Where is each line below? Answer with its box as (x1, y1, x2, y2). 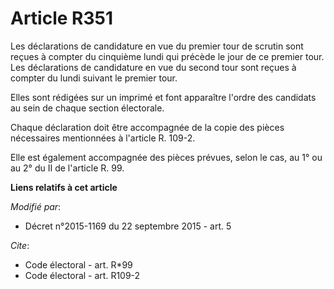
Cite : (10, 239, 30, 251)
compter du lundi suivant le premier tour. (10, 72, 178, 84)
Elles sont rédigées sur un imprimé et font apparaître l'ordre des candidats (10, 91, 317, 103)
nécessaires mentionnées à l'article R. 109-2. (10, 132, 196, 144)
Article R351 (10, 7, 114, 30)
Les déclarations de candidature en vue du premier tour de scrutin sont (10, 40, 304, 52)
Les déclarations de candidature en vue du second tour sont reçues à (10, 61, 297, 73)
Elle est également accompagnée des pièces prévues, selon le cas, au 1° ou (10, 151, 323, 163)
